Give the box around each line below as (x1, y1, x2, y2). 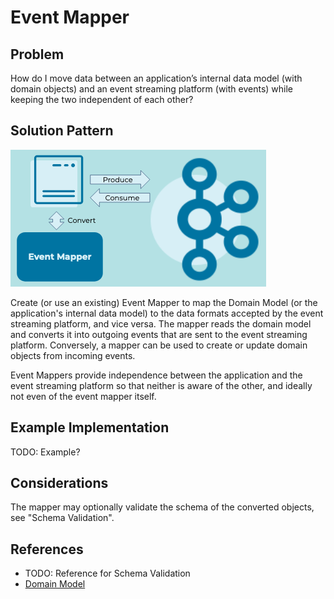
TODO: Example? (10, 446, 81, 458)
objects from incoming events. (10, 349, 136, 361)
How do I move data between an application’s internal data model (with (10, 72, 303, 84)
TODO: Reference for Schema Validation (24, 567, 191, 580)
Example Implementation (10, 419, 170, 436)
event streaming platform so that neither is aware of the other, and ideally (10, 379, 313, 391)
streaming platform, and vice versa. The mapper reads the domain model (10, 317, 312, 330)
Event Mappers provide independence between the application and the (10, 369, 303, 381)
